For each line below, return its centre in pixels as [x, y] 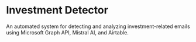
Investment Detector [57, 10]
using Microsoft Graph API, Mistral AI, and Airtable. [67, 32]
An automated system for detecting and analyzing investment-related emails [98, 26]
